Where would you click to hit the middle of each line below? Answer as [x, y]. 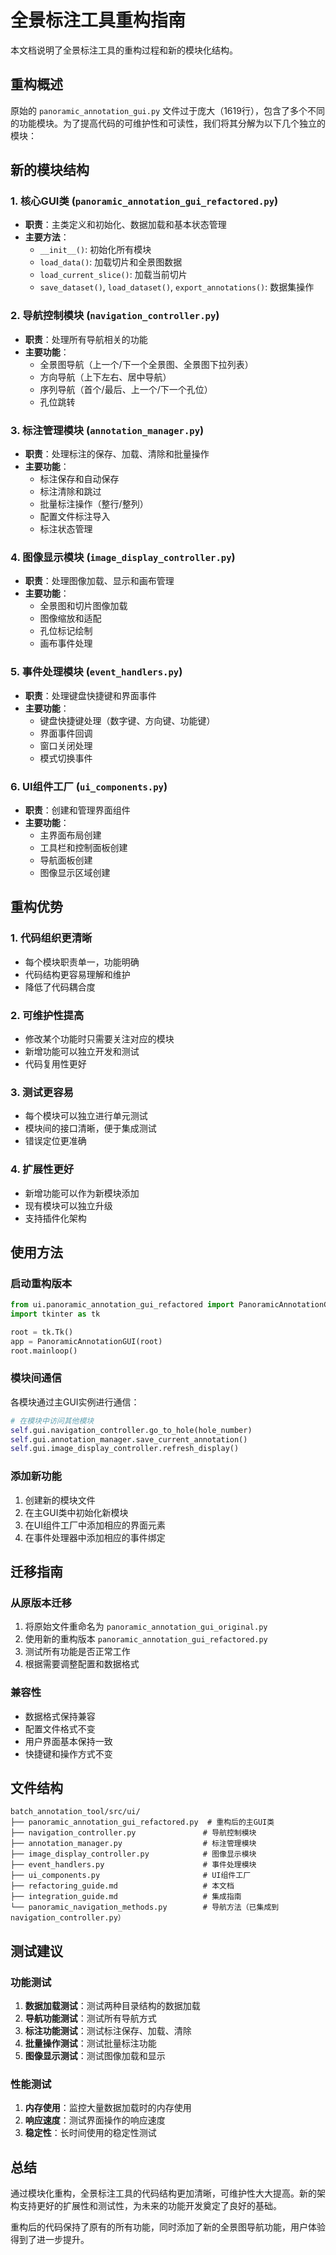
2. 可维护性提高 [47, 1015]
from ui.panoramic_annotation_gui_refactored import [122, 1305]
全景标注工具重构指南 [98, 20]
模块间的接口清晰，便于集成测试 [90, 1128]
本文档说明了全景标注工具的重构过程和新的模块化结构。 [124, 50]
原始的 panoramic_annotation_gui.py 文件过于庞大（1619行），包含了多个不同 [167, 110]
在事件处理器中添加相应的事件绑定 [95, 1537]
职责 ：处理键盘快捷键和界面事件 [90, 695]
